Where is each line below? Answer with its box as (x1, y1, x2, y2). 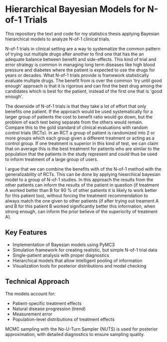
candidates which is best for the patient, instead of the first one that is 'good (5, 88, 163, 94)
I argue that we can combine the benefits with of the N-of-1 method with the (5, 166, 162, 172)
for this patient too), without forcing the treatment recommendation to (5, 192, 148, 198)
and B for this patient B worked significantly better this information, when (5, 203, 156, 209)
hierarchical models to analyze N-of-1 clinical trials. (5, 36, 111, 42)
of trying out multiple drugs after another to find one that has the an (5, 51, 144, 57)
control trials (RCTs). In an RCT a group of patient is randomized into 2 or (5, 129, 156, 135)
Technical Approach (5, 277, 70, 286)
